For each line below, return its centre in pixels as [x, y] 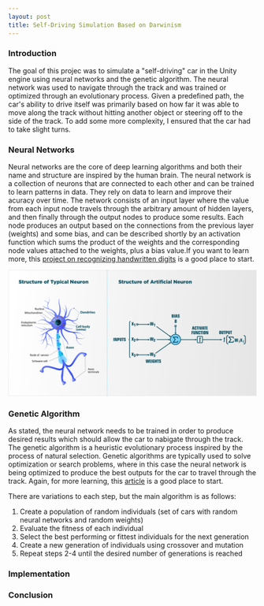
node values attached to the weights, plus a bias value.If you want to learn [129, 251]
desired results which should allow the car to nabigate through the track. [126, 439]
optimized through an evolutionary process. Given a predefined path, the [126, 95]
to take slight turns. [39, 129]
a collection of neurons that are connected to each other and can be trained [131, 184]
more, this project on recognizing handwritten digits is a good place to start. [131, 259]
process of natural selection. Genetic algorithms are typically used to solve [130, 456]
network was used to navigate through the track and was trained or [117, 87]
